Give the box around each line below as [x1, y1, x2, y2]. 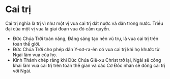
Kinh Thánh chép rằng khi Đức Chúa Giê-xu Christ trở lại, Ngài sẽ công [12, 57, 161, 63]
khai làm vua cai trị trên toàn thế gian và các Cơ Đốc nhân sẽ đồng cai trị [12, 62, 165, 68]
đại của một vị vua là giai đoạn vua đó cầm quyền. [5, 25, 110, 31]
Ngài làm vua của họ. [12, 52, 58, 58]
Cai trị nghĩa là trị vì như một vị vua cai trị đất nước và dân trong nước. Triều [5, 20, 163, 26]
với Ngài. [12, 67, 32, 74]
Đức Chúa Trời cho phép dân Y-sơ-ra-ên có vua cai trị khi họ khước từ [12, 46, 160, 52]
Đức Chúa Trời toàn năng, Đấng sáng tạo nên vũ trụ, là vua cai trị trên [12, 35, 159, 42]
